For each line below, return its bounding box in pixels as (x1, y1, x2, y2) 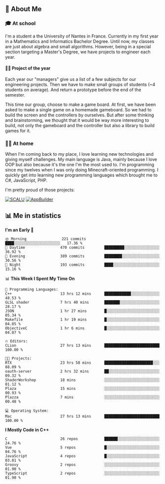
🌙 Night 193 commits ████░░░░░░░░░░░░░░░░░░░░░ (5, 262, 160, 267)
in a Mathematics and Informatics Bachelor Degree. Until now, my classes (5, 38, 154, 44)
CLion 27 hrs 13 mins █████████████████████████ (5, 343, 160, 348)
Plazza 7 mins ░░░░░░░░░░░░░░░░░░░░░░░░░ (5, 395, 160, 400)
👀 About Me (5, 5, 42, 13)
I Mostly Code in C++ (5, 427, 49, 433)
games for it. (5, 128, 31, 134)
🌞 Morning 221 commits (5, 237, 86, 242)
